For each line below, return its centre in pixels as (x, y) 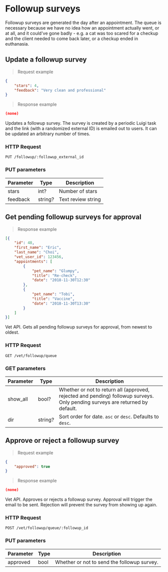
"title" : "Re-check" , (54, 275)
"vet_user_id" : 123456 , (39, 257)
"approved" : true (32, 466)
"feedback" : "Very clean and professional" (60, 90)
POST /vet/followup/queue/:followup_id (47, 528)
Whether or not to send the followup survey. (106, 562)
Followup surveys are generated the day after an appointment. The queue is (83, 23)
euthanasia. (17, 44)
